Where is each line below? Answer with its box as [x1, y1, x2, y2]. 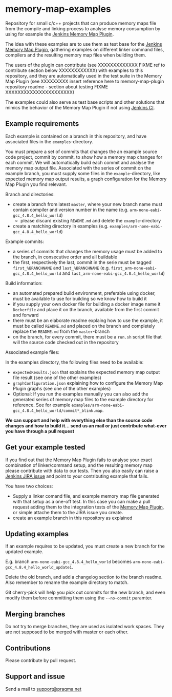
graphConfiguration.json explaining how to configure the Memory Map [12, 380, 163, 386]
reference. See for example [12, 402, 71, 408]
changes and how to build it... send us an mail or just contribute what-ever [5, 422, 167, 429]
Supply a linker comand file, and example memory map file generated [12, 493, 160, 499]
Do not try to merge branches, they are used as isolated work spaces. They [5, 624, 165, 630]
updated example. [5, 549, 44, 555]
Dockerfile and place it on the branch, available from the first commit [12, 306, 160, 312]
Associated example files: [5, 349, 60, 355]
